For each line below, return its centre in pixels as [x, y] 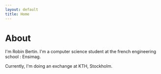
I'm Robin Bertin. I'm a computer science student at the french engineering [80, 52]
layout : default [22, 9]
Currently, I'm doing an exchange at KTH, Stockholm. [59, 66]
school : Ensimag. [23, 57]
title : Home [17, 14]
